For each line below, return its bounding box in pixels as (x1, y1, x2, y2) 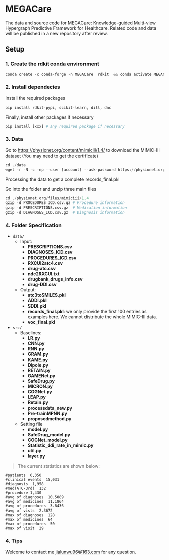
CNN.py (27, 340, 45, 346)
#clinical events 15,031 (5, 477, 59, 482)
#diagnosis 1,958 (5, 482, 44, 487)
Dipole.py (27, 362, 49, 368)
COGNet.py (27, 389, 52, 395)
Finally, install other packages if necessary (5, 114, 94, 120)
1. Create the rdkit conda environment (5, 60, 100, 67)
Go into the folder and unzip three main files (5, 186, 97, 192)
